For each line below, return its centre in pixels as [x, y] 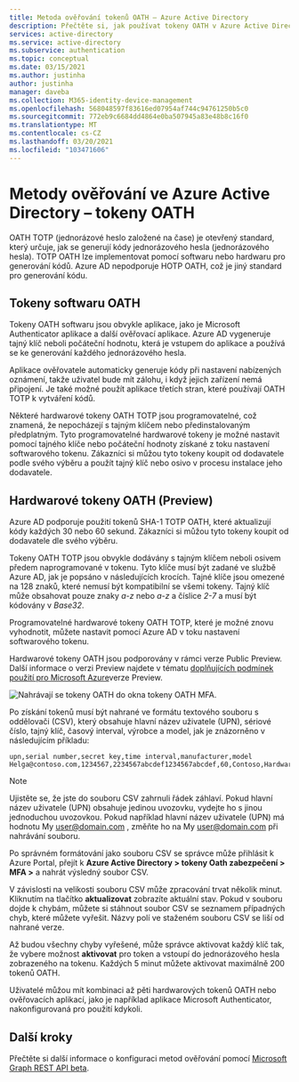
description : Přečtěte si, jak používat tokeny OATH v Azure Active [139, 26]
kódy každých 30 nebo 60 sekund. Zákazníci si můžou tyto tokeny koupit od [149, 531]
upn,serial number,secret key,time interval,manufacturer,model [131, 757]
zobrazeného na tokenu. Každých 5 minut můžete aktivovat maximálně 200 [147, 964]
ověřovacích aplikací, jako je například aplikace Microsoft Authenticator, [141, 1000]
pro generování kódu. [48, 275]
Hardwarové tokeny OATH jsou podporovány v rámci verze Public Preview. [146, 658]
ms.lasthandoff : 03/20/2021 [61, 141]
